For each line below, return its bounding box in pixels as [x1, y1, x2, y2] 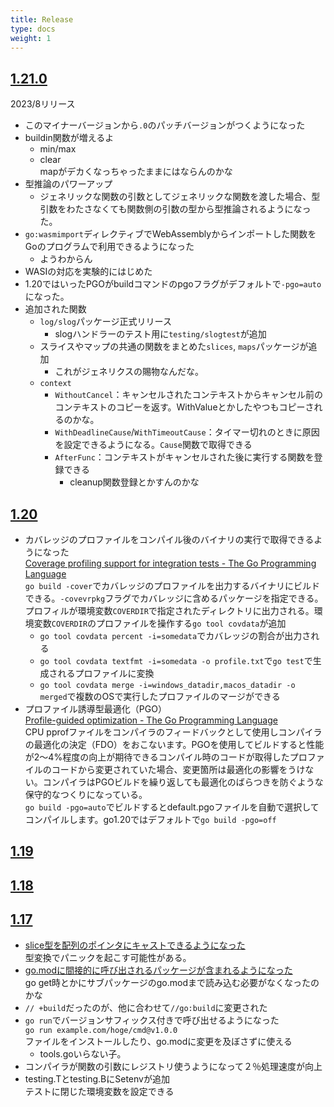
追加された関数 [24, 303, 87, 315]
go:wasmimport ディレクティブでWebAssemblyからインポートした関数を [24, 228, 317, 240]
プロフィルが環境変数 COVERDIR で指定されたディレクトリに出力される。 [24, 605, 315, 616]
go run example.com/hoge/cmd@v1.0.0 [24, 1025, 178, 1035]
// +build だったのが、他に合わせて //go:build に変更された [24, 1001, 268, 1013]
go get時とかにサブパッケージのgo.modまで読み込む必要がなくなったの [24, 976, 320, 988]
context [39, 379, 72, 389]
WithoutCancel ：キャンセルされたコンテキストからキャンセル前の [54, 389, 324, 401]
